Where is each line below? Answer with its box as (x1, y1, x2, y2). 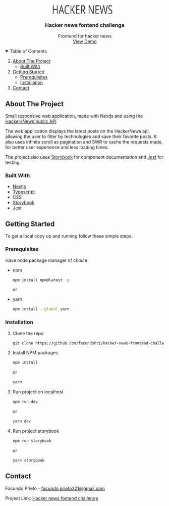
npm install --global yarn (12, 307, 70, 312)
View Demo (73, 38, 97, 44)
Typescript (12, 189, 35, 195)
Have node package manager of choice (5, 257, 87, 263)
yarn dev (12, 419, 31, 424)
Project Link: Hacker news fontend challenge (5, 495, 98, 501)
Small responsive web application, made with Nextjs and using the (5, 113, 143, 119)
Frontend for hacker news (58, 33, 112, 39)
